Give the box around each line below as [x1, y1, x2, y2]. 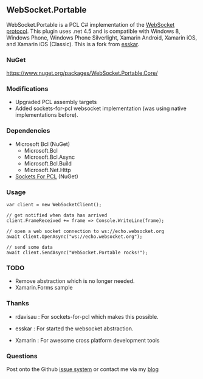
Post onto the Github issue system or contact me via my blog [6, 365, 159, 373]
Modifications [6, 85, 49, 93]
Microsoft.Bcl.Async [24, 153, 75, 161]
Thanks [6, 299, 29, 308]
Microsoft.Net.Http [24, 166, 71, 173]
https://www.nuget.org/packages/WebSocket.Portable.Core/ [6, 69, 158, 77]
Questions [6, 352, 38, 360]
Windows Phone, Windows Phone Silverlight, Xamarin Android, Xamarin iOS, [6, 33, 198, 41]
